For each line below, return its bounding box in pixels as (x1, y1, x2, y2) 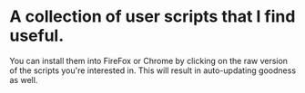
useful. (9, 25, 65, 46)
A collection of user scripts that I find (9, 6, 296, 27)
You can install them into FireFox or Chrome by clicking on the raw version (9, 55, 289, 66)
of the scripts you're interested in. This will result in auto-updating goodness (9, 65, 297, 76)
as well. (9, 74, 38, 85)
